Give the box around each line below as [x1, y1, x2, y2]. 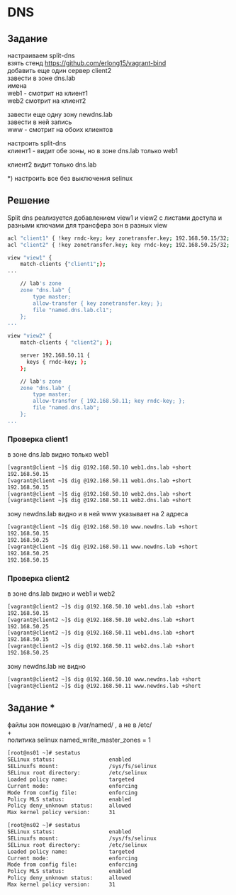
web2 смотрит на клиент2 [7, 96, 86, 105]
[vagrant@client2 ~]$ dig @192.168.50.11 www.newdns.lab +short [7, 682, 201, 689]
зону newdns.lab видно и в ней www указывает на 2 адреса [7, 510, 189, 518]
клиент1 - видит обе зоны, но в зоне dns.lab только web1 [7, 147, 179, 155]
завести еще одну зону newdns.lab [7, 111, 113, 118]
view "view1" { [7, 254, 52, 261]
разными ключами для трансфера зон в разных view [7, 221, 168, 229]
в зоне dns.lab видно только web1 [7, 450, 109, 459]
